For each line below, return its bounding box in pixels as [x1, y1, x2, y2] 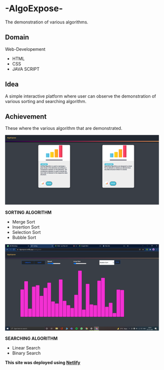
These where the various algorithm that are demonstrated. [5, 125, 123, 131]
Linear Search [12, 345, 41, 351]
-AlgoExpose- [5, 3, 63, 14]
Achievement [5, 112, 47, 121]
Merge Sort [12, 219, 35, 225]
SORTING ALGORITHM [5, 209, 52, 215]
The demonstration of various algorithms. [5, 19, 89, 25]
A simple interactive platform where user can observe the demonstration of [5, 93, 156, 99]
